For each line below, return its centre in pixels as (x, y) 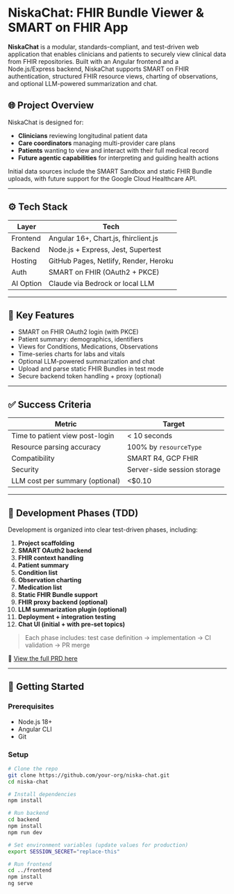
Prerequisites (31, 707)
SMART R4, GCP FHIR (162, 458)
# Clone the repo (33, 768)
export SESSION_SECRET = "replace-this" (64, 852)
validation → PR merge (57, 645)
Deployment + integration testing (67, 617)
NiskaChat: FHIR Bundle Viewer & (106, 13)
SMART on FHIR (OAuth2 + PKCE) (104, 272)
